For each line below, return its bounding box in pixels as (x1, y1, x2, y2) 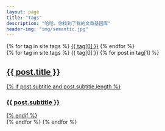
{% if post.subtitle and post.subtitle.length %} (6, 83, 121, 90)
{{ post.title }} (6, 66, 61, 77)
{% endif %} (6, 112, 38, 119)
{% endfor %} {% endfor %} (6, 118, 77, 126)
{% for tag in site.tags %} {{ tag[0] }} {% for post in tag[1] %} (6, 49, 160, 57)
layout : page (6, 9, 40, 15)
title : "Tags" (6, 15, 43, 21)
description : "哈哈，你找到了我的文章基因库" (6, 20, 111, 26)
